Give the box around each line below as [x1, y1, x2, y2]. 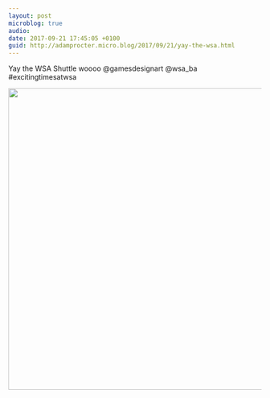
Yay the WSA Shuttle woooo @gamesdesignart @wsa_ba [8, 64, 198, 73]
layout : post [8, 11, 52, 20]
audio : [8, 27, 31, 35]
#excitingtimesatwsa [8, 72, 77, 82]
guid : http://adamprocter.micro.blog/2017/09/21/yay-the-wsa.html [8, 42, 235, 50]
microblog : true [8, 19, 63, 27]
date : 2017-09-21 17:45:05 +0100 [8, 34, 121, 43]
